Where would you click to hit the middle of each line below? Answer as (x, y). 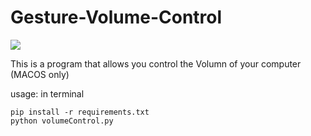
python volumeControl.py (62, 121)
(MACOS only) (40, 74)
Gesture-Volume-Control (116, 17)
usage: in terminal (47, 93)
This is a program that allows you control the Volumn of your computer (156, 63)
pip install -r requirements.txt (80, 112)
